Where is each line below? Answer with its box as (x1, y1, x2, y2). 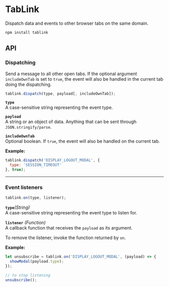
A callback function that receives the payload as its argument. (5, 225, 133, 231)
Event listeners (5, 184, 43, 191)
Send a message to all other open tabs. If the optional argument (5, 71, 137, 77)
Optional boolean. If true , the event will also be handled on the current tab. (5, 138, 160, 144)
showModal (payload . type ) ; (10, 259, 64, 264)
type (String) (5, 204, 30, 210)
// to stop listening (5, 272, 51, 278)
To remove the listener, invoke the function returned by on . (5, 235, 126, 241)
